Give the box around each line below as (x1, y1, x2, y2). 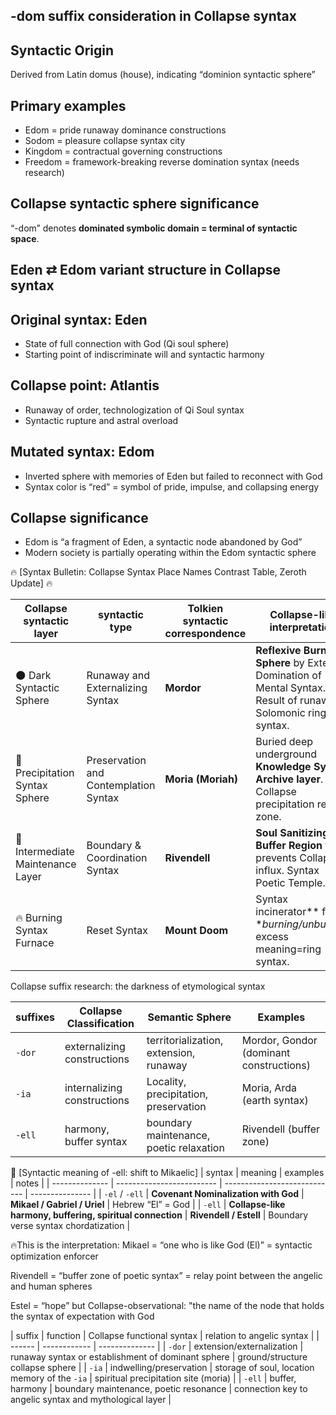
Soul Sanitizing (255, 826, 330, 840)
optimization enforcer (10, 1250, 99, 1263)
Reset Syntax (86, 924, 148, 938)
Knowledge (255, 760, 312, 774)
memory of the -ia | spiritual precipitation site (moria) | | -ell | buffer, (10, 1372, 297, 1384)
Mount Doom (164, 924, 229, 938)
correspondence (164, 627, 247, 641)
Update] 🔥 (10, 577, 53, 589)
